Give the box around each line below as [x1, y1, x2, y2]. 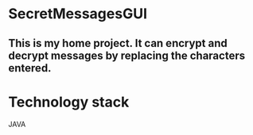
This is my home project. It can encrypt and [8, 37, 228, 50]
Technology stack [8, 93, 130, 111]
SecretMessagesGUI [8, 5, 148, 23]
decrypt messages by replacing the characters [8, 48, 245, 62]
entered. [8, 61, 52, 75]
